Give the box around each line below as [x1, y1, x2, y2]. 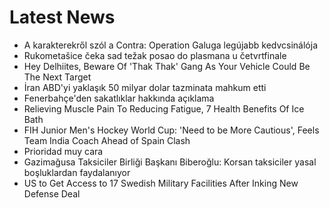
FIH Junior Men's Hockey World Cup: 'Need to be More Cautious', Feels [23, 124, 320, 136]
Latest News [9, 6, 116, 29]
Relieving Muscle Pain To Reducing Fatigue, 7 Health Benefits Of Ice [23, 102, 305, 115]
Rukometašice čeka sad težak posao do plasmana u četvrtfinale [23, 49, 287, 61]
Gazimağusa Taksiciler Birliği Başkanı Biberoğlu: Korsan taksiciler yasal [23, 156, 317, 168]
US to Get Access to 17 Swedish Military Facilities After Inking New [23, 177, 299, 189]
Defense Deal [23, 187, 81, 200]
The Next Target [23, 71, 92, 83]
